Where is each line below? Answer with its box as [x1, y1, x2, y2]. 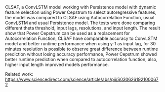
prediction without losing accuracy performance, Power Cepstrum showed [5, 51, 157, 57]
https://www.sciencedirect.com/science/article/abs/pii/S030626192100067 [5, 76, 159, 82]
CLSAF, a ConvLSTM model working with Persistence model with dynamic [5, 4, 157, 10]
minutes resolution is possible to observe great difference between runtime [5, 46, 158, 52]
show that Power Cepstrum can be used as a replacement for [5, 31, 130, 36]
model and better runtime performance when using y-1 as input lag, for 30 [5, 41, 156, 46]
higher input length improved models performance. [5, 61, 109, 67]
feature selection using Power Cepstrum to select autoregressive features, [5, 9, 157, 15]
